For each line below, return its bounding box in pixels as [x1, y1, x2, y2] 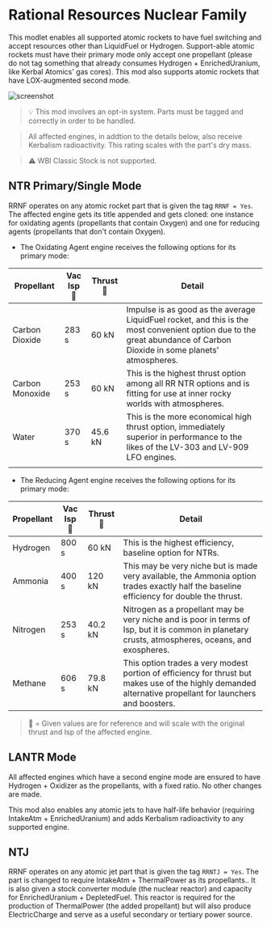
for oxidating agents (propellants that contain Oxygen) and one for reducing [8, 218, 260, 227]
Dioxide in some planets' [126, 344, 219, 355]
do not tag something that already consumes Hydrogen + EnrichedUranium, [8, 58, 261, 68]
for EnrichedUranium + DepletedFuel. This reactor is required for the [8, 892, 236, 903]
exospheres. [123, 644, 170, 655]
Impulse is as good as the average [126, 303, 256, 315]
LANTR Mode [8, 751, 77, 764]
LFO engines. [126, 451, 177, 463]
